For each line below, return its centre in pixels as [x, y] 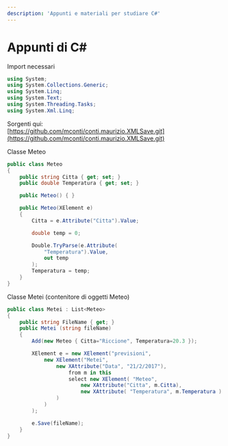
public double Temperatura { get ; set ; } [79, 183]
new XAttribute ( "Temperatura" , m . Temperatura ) [151, 392]
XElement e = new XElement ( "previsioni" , [92, 354]
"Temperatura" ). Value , [76, 252]
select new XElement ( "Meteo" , [113, 379]
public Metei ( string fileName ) [65, 329]
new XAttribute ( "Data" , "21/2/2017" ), [111, 366]
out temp [56, 258]
